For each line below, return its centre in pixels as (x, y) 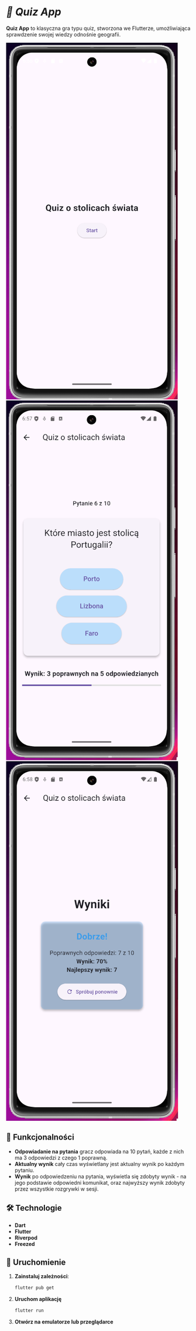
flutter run (29, 1311)
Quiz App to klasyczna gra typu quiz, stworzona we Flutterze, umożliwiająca (98, 28)
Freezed (25, 1244)
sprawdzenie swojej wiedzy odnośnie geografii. (63, 34)
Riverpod (26, 1238)
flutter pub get (34, 1288)
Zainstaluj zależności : (42, 1276)
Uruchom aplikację (38, 1299)
